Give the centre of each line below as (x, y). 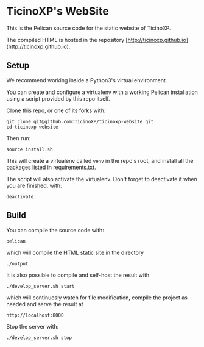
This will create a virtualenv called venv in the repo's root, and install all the (100, 160)
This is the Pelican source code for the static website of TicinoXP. (89, 28)
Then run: (19, 138)
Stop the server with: (33, 326)
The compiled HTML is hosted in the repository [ (67, 40)
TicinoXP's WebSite (58, 11)
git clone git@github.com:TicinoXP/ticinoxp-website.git (80, 121)
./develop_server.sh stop (39, 338)
